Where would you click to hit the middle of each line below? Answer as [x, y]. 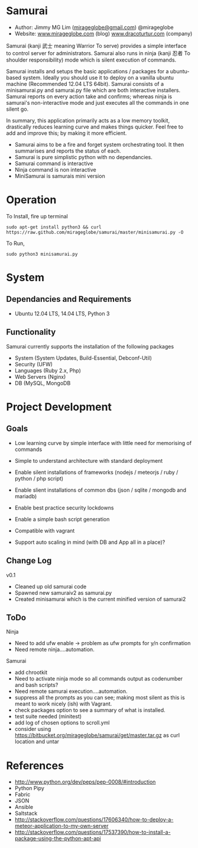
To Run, [15, 243]
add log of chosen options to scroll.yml [62, 723]
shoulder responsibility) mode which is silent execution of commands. [91, 60]
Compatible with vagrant [45, 530]
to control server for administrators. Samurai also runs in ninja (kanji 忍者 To [98, 53]
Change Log [29, 561]
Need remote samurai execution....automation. [71, 691]
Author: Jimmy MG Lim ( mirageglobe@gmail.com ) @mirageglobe [94, 27]
